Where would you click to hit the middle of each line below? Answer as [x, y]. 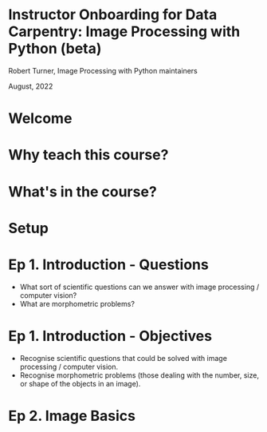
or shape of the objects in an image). [80, 383]
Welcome [40, 119]
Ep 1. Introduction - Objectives [110, 336]
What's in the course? [82, 191]
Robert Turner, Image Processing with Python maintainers [103, 70]
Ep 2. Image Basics [72, 416]
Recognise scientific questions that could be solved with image [123, 358]
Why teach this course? [88, 155]
